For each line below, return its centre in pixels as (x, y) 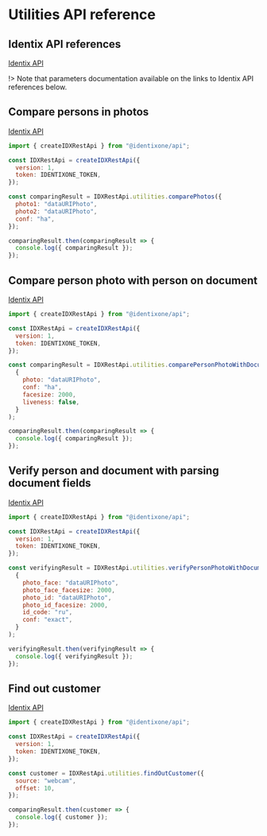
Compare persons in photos (79, 112)
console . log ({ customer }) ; (62, 818)
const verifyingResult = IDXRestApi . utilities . (89, 568)
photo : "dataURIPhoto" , (62, 380)
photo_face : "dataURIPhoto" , (71, 583)
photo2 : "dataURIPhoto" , (56, 211)
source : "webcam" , (46, 781)
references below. (38, 87)
